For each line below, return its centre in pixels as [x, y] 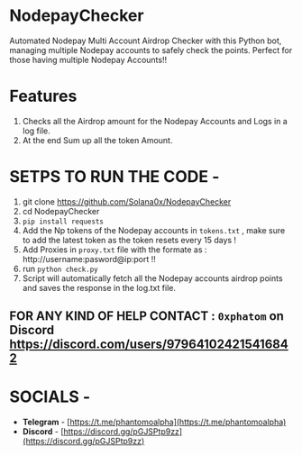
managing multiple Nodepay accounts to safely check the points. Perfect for [151, 50]
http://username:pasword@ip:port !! [89, 259]
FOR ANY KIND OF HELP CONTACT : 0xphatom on [146, 316]
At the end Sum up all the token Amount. [97, 140]
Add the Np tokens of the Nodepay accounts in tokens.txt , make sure [154, 230]
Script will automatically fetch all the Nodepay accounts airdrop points [152, 278]
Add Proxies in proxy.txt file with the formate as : [114, 250]
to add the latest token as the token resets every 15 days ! [129, 240]
